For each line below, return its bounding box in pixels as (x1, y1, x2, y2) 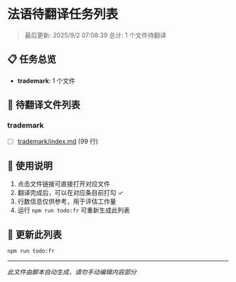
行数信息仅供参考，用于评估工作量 (17, 197, 117, 206)
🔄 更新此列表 (7, 229, 62, 241)
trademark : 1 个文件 (17, 76, 76, 85)
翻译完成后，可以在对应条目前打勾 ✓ (17, 189, 124, 197)
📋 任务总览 (7, 53, 57, 65)
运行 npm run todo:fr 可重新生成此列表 (17, 206, 131, 215)
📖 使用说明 (7, 159, 53, 172)
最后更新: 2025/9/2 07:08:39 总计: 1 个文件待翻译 (24, 31, 166, 39)
